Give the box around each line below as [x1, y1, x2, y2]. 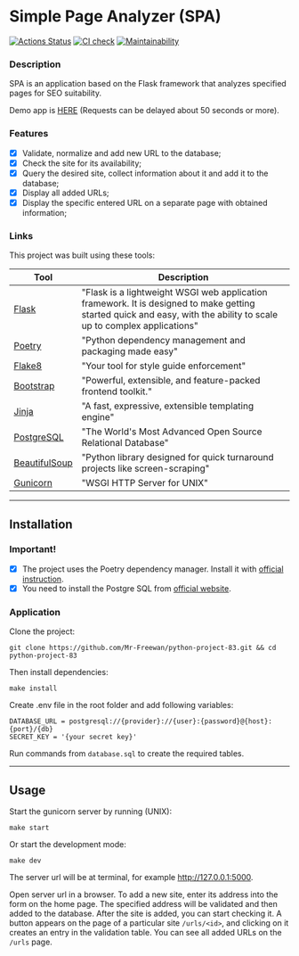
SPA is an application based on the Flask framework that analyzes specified [9, 78, 287, 89]
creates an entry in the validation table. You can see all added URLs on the [9, 927, 282, 938]
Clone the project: [9, 626, 76, 637]
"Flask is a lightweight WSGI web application [81, 286, 268, 299]
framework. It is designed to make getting [81, 297, 255, 309]
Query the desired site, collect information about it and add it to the [21, 168, 269, 178]
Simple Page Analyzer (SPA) [9, 6, 222, 27]
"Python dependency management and [81, 334, 246, 347]
